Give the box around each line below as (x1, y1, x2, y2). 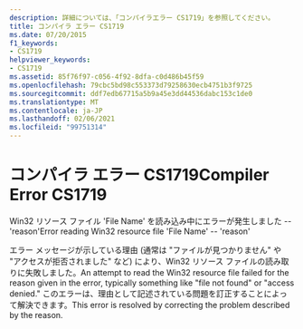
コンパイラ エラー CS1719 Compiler (9, 165, 270, 186)
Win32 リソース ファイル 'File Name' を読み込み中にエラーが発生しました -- (9, 215, 292, 227)
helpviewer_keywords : (9, 55, 91, 64)
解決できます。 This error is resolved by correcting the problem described (16, 299, 290, 310)
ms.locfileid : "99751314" (9, 123, 107, 132)
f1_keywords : (9, 38, 59, 48)
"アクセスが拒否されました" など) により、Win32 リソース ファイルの (9, 256, 266, 266)
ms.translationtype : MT (9, 97, 99, 107)
